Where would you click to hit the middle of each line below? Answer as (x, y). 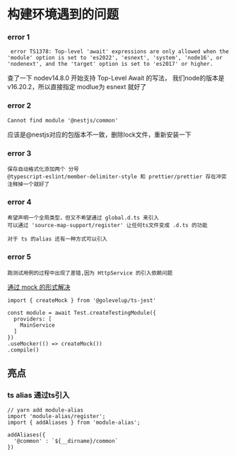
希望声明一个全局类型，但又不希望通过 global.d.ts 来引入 (83, 218)
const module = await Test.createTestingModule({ (82, 313)
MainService (37, 325)
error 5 (19, 257)
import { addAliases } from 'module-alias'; (74, 423)
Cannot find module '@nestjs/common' (63, 120)
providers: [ (33, 319)
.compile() (23, 350)
